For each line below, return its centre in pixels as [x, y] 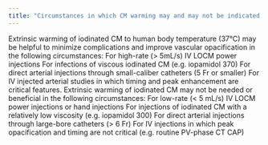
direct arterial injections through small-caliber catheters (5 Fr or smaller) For [134, 72]
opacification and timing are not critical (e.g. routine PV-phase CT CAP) [126, 132]
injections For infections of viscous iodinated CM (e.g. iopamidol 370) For [130, 64]
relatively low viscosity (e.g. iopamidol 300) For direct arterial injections [126, 115]
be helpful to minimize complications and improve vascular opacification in [132, 47]
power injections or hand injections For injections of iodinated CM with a [128, 107]
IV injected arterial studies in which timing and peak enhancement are [124, 81]
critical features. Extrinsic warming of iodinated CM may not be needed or [130, 90]
